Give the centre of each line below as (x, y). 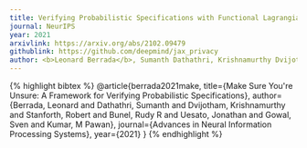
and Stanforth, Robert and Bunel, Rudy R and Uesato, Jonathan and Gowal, (151, 115)
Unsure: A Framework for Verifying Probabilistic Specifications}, (130, 95)
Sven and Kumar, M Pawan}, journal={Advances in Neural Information (141, 124)
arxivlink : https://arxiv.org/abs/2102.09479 (97, 43)
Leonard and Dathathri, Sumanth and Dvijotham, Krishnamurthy (166, 105)
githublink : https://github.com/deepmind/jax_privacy (114, 52)
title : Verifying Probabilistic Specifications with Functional (134, 18)
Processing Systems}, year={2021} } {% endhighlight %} (116, 134)
